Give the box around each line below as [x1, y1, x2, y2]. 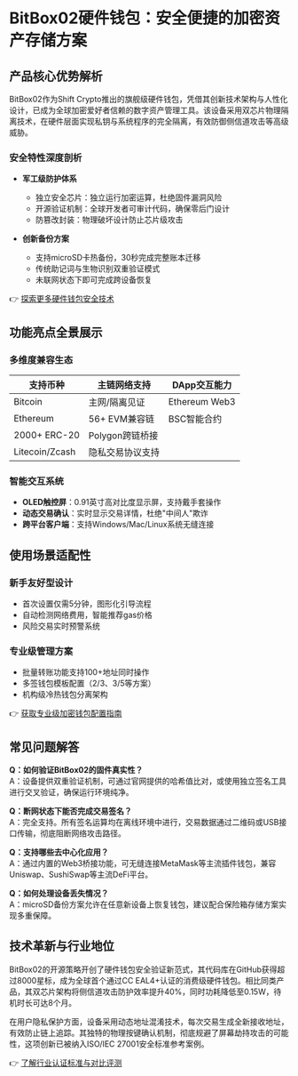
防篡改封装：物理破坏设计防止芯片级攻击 [35, 214, 184, 225]
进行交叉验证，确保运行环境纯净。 [9, 787, 134, 798]
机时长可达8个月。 [9, 997, 77, 1008]
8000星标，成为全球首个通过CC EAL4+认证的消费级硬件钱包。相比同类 [16, 975, 277, 985]
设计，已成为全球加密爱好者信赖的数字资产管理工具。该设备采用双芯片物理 [9, 105, 281, 116]
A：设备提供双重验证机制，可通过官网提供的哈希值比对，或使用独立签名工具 [9, 775, 286, 787]
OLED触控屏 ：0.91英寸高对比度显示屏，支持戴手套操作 [21, 497, 222, 508]
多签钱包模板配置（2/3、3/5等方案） [21, 678, 157, 689]
